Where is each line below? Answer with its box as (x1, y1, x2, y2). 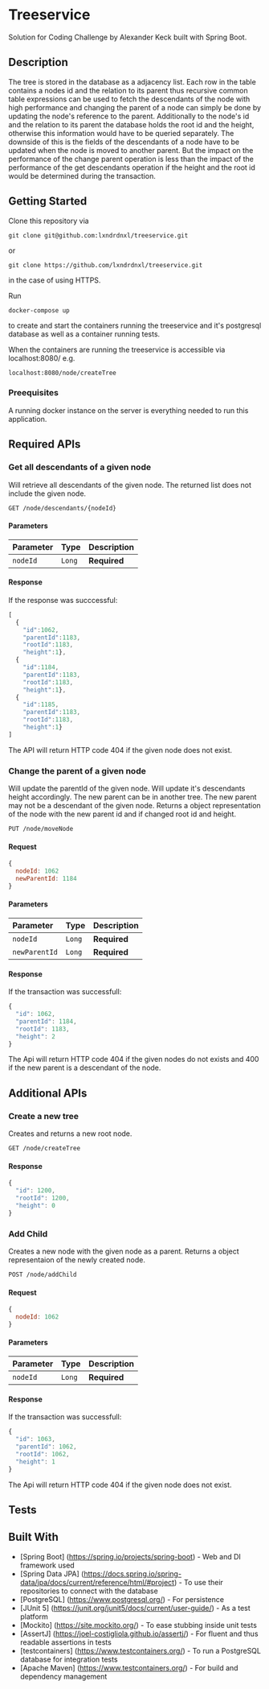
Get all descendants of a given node (8, 461, 151, 473)
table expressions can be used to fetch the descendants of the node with (8, 94, 251, 104)
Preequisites (8, 387, 59, 399)
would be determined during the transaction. (8, 171, 157, 180)
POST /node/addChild (8, 1270, 78, 1279)
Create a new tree (8, 1110, 79, 1121)
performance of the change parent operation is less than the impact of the (8, 154, 255, 163)
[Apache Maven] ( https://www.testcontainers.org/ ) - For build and (19, 1662, 238, 1672)
